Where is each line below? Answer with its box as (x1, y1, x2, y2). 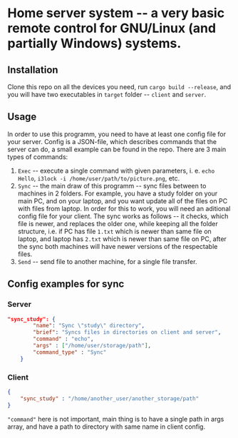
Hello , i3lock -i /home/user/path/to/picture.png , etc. (17, 173, 180, 183)
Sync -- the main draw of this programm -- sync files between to (17, 181, 207, 190)
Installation (7, 63, 58, 76)
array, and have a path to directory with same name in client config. (7, 422, 205, 431)
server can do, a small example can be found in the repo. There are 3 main (7, 145, 227, 153)
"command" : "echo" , (33, 335, 94, 343)
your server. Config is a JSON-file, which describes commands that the (7, 137, 217, 146)
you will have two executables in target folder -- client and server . (7, 91, 207, 98)
